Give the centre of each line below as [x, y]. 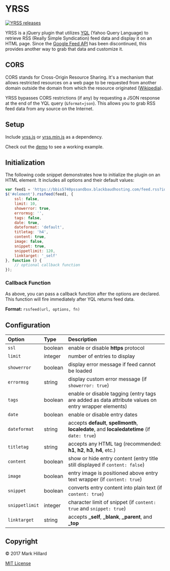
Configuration [28, 325]
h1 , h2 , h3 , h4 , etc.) [92, 450]
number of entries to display [101, 356]
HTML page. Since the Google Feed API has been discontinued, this [76, 43]
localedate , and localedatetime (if [109, 429]
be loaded [80, 371]
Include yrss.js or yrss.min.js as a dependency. [54, 137]
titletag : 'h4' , [32, 232]
